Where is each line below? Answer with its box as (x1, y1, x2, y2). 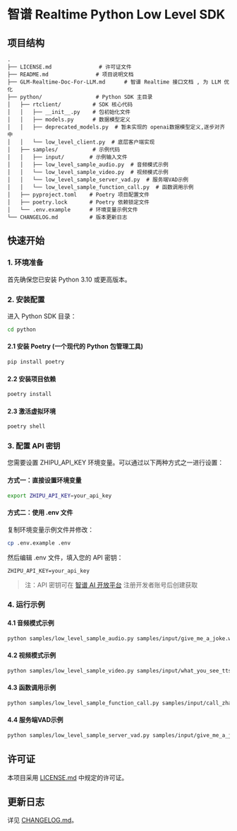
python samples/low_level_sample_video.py (7, 667, 134, 674)
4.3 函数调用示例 (7, 683, 56, 692)
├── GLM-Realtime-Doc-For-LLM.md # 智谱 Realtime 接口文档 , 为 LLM (7, 79, 221, 86)
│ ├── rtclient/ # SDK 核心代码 (7, 101, 133, 108)
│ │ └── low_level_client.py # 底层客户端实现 (7, 139, 155, 146)
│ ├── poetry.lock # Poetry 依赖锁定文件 (7, 199, 150, 206)
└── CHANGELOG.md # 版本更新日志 (7, 214, 128, 221)
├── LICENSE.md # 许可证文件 (7, 64, 132, 71)
